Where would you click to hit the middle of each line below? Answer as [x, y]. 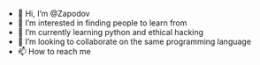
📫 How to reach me [54, 51]
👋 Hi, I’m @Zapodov [54, 14]
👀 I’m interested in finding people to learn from [102, 23]
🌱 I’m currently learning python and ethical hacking [111, 32]
